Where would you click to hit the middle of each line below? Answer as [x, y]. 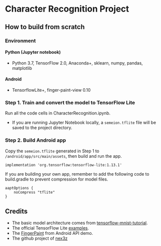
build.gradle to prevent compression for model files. [57, 179]
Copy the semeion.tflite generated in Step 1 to [52, 151]
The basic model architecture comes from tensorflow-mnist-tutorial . [80, 223]
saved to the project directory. [42, 128]
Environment [21, 41]
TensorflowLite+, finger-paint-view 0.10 [51, 90]
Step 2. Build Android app [36, 140]
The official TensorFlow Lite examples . [51, 228]
